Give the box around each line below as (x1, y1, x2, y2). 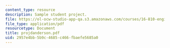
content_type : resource (5, 7, 56, 12)
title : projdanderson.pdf (5, 30, 60, 35)
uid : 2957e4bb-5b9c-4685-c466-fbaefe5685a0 (5, 35, 99, 40)
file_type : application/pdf (5, 21, 65, 26)
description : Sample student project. (5, 12, 87, 17)
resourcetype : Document (5, 26, 56, 31)
